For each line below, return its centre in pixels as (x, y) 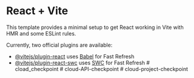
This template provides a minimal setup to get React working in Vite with (95, 27)
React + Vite (37, 11)
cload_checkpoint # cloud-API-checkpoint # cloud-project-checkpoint (101, 69)
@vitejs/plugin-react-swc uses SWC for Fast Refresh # (82, 63)
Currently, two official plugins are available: (59, 45)
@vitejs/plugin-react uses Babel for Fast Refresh (75, 56)
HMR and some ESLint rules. (41, 33)
